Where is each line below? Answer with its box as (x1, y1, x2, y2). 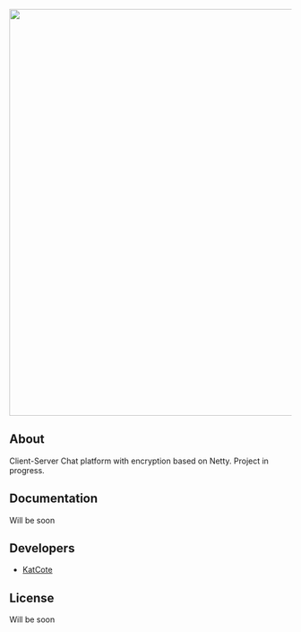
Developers (9, 541, 75, 556)
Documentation (9, 491, 99, 506)
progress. (9, 464, 45, 475)
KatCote (21, 565, 53, 576)
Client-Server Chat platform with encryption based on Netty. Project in (9, 455, 269, 466)
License (9, 590, 55, 605)
